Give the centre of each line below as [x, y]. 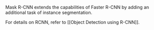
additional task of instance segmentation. [49, 12]
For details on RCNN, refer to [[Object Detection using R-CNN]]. [72, 22]
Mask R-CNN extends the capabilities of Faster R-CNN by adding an [77, 7]
